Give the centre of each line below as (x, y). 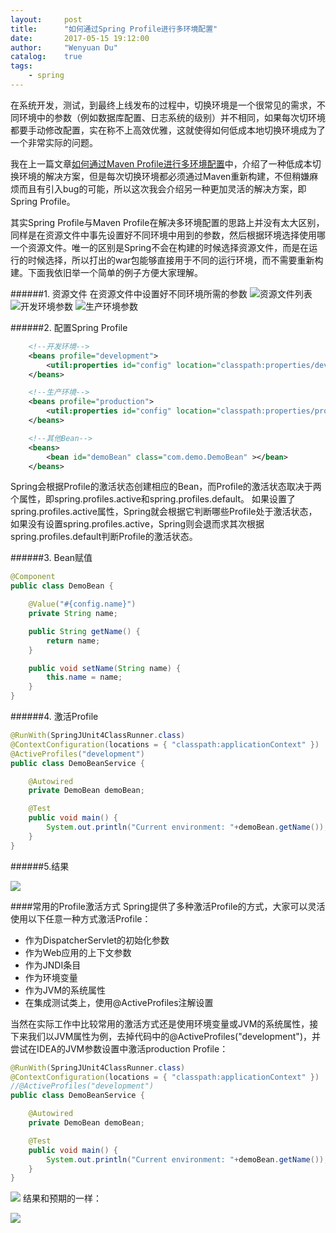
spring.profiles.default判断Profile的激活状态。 (104, 537)
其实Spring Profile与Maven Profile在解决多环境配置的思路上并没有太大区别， (167, 222)
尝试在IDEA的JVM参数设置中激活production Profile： (119, 1048)
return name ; (73, 641)
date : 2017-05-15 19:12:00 (80, 38)
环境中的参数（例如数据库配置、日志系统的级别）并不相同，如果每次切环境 (172, 117)
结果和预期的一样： (62, 1198)
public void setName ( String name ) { (105, 668)
